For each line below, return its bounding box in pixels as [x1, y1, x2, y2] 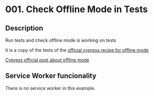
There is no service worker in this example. [5, 85, 96, 91]
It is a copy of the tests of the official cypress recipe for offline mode [5, 47, 149, 53]
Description [5, 24, 43, 33]
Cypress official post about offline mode [5, 57, 90, 63]
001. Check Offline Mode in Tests [5, 4, 148, 15]
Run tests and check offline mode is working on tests [5, 37, 116, 43]
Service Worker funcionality [5, 72, 97, 80]
